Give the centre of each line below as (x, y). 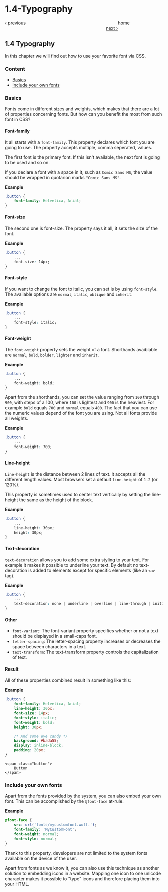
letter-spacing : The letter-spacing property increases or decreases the (86, 641)
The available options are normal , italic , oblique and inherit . (69, 294)
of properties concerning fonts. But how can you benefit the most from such (84, 114)
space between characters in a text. (49, 647)
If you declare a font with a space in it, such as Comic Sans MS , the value (79, 172)
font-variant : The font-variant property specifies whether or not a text (85, 631)
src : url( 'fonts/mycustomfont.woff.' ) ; (56, 825)
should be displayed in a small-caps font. (55, 636)
